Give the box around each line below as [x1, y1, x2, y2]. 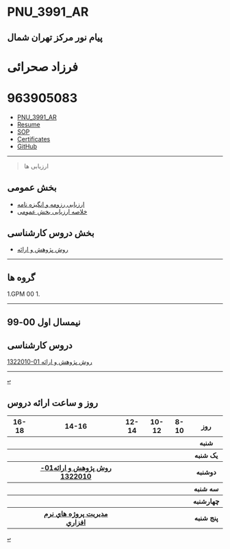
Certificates [16, 135, 51, 143]
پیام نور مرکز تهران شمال [7, 32, 103, 43]
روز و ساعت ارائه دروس [7, 397, 98, 408]
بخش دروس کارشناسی [7, 227, 94, 239]
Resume [16, 120, 40, 128]
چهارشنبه [192, 497, 220, 506]
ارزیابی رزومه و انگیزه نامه [16, 200, 85, 208]
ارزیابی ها [23, 162, 49, 170]
